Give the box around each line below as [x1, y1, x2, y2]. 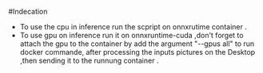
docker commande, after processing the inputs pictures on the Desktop [19, 48, 256, 56]
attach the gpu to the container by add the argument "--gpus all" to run [19, 39, 255, 48]
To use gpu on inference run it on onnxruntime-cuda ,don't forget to [19, 31, 244, 40]
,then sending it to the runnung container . [19, 56, 159, 65]
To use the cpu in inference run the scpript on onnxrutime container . [19, 22, 248, 31]
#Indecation [8, 7, 48, 16]
